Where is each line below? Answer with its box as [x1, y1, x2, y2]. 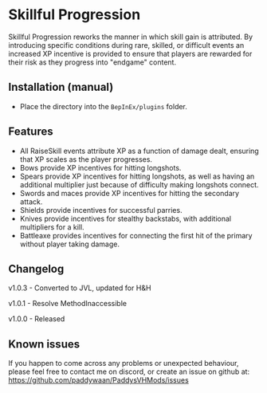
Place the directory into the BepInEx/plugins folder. [19, 101, 187, 111]
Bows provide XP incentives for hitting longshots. [19, 163, 182, 172]
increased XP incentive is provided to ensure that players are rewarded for [8, 49, 253, 58]
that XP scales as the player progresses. [19, 154, 153, 164]
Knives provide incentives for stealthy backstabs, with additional [19, 214, 232, 223]
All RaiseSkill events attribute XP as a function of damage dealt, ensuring [19, 146, 259, 155]
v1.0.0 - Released [8, 314, 65, 324]
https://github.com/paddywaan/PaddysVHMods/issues [8, 375, 189, 385]
